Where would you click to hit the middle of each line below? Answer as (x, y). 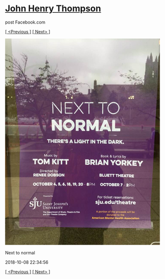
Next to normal (20, 252)
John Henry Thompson (53, 9)
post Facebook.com (25, 22)
